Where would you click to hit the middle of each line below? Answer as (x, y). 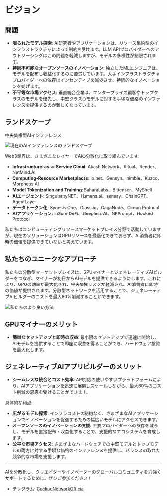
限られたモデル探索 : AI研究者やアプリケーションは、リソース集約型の (83, 43)
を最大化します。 (30, 350)
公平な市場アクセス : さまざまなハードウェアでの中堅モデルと (75, 444)
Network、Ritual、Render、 (130, 166)
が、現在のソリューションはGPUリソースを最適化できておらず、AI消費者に (81, 235)
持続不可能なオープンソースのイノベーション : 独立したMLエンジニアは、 (86, 68)
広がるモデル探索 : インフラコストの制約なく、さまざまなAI (72, 413)
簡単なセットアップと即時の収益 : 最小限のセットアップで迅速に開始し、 (85, 337)
